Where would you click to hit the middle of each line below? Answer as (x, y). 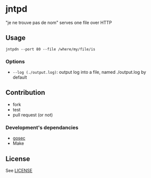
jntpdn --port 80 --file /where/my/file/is (51, 49)
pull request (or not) (33, 115)
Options (15, 61)
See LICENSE (19, 170)
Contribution (25, 93)
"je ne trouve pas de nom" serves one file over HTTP (59, 22)
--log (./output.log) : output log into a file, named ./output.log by (79, 72)
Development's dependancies (42, 127)
